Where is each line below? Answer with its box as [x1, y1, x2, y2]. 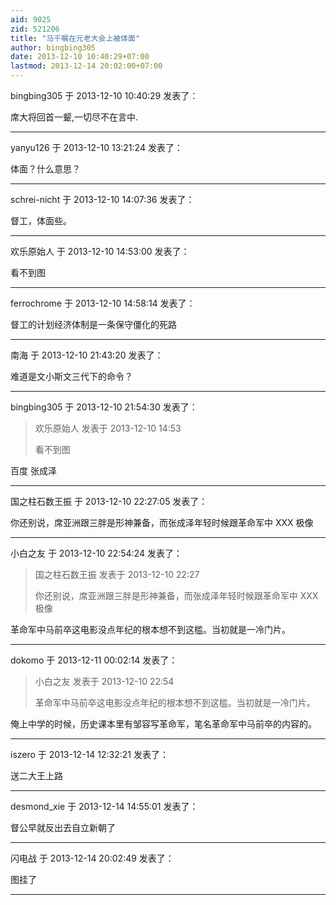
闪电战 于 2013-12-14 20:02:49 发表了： [10, 852, 175, 864]
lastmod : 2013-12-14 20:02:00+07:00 [10, 61, 163, 71]
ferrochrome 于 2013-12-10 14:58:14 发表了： [10, 297, 196, 309]
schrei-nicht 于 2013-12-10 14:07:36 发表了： [10, 194, 195, 205]
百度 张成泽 [10, 465, 57, 476]
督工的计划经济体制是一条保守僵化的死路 [10, 319, 177, 330]
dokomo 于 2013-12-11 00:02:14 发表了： [10, 654, 178, 666]
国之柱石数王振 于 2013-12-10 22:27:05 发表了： [10, 496, 208, 507]
